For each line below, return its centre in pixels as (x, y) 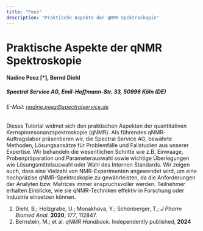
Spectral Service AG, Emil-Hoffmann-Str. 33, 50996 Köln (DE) (86, 91)
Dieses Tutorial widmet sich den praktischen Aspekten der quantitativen (97, 126)
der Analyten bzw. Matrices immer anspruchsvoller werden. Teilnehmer (96, 184)
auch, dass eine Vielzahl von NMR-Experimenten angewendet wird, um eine (101, 171)
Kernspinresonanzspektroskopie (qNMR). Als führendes (77, 132)
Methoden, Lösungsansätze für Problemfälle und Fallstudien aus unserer (98, 145)
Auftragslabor (23, 139)
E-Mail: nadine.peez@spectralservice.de (58, 107)
